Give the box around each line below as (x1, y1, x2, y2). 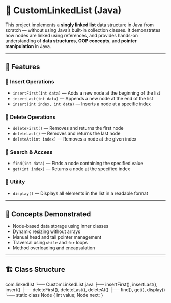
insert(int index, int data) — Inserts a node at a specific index (12, 101, 151, 107)
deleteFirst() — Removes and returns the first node (12, 125, 124, 131)
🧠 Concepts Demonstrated (5, 209, 91, 218)
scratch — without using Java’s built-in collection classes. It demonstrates (5, 27, 161, 33)
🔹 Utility (5, 178, 25, 185)
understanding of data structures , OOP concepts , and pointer (5, 38, 137, 44)
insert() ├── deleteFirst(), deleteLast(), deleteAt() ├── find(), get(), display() (5, 287, 165, 293)
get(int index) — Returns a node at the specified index (12, 166, 130, 172)
